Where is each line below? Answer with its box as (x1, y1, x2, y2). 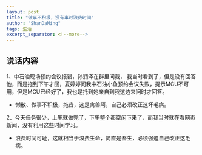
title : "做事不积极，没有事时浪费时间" (6, 15, 94, 21)
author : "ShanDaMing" (6, 20, 61, 26)
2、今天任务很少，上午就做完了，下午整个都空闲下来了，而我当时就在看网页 (6, 114, 196, 121)
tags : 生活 (6, 26, 32, 32)
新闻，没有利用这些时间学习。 (6, 121, 81, 128)
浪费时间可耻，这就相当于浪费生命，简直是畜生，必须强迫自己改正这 (15, 134, 186, 142)
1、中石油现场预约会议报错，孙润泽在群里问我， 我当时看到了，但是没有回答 (6, 72, 196, 80)
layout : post (6, 9, 39, 15)
